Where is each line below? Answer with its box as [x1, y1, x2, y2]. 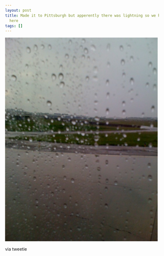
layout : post [5, 8, 32, 13]
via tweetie [5, 246, 27, 252]
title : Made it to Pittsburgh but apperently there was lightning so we [5, 13, 156, 18]
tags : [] [5, 23, 23, 28]
